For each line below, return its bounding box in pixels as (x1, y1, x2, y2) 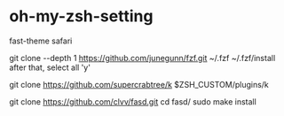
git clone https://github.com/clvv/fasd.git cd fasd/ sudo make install (9, 96, 257, 107)
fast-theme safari (9, 35, 73, 46)
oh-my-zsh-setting (9, 6, 154, 27)
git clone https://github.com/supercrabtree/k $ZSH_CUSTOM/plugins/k (9, 79, 269, 89)
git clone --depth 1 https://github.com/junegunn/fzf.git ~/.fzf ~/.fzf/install (9, 52, 276, 63)
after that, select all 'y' (9, 62, 91, 73)
